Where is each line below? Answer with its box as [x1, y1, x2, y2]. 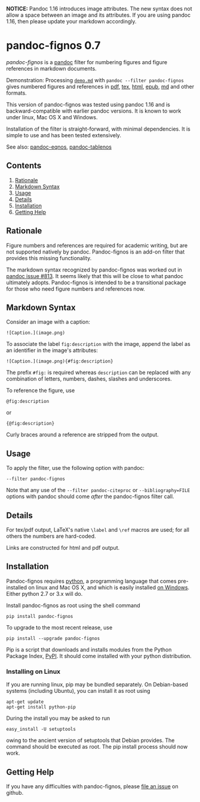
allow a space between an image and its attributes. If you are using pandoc [6, 11, 191, 19]
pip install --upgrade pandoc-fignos [6, 635, 100, 641]
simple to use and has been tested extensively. [6, 131, 121, 138]
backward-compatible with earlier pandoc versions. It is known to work [6, 107, 181, 114]
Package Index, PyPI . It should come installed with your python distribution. [6, 652, 192, 659]
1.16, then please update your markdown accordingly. [6, 18, 137, 25]
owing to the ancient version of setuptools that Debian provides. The [6, 737, 175, 744]
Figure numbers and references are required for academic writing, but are [6, 242, 188, 249]
